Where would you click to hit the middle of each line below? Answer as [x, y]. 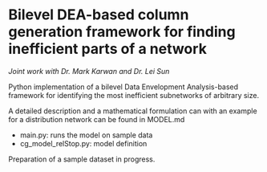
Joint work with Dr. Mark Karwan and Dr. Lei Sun [89, 71]
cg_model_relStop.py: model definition [83, 143]
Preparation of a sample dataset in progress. [82, 159]
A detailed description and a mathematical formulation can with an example [133, 111]
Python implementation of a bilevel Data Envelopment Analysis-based [123, 87]
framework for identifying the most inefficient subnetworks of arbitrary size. [133, 95]
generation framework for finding [122, 32]
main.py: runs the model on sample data [86, 135]
